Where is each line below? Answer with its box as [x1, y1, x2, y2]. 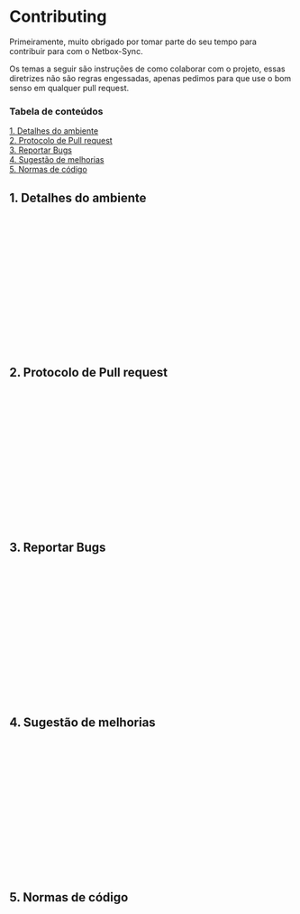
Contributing [9, 6, 107, 27]
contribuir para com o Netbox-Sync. [9, 45, 143, 56]
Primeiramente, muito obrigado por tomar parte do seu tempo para [9, 36, 257, 47]
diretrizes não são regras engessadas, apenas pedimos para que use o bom [9, 72, 292, 83]
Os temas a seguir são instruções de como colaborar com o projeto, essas [9, 63, 286, 74]
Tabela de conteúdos [9, 105, 104, 117]
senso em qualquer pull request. [9, 82, 130, 93]
